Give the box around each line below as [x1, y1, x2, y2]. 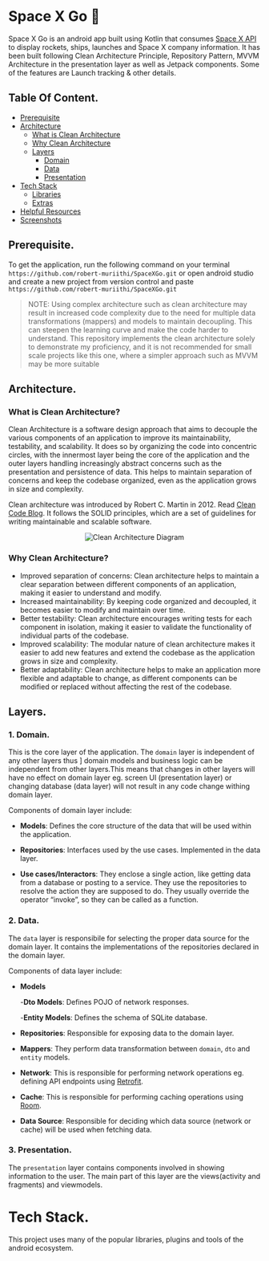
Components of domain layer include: [8, 806, 132, 815]
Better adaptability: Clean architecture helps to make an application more [19, 664, 261, 674]
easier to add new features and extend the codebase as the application [19, 647, 255, 657]
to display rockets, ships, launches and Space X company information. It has [8, 42, 260, 51]
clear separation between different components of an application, [19, 579, 237, 589]
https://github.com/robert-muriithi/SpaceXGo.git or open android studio [8, 268, 254, 278]
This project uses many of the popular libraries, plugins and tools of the [8, 1234, 244, 1244]
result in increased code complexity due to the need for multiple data [27, 308, 256, 317]
